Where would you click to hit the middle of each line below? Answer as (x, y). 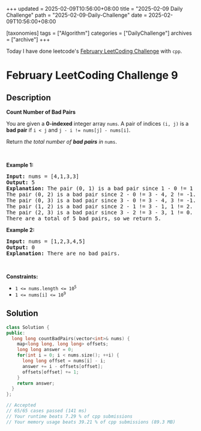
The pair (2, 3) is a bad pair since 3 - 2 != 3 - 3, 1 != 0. (100, 212)
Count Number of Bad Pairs (41, 112)
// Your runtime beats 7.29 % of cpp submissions (70, 416)
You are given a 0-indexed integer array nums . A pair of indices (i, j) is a (97, 124)
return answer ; (36, 383)
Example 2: (20, 230)
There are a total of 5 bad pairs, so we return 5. (84, 219)
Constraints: (22, 277)
